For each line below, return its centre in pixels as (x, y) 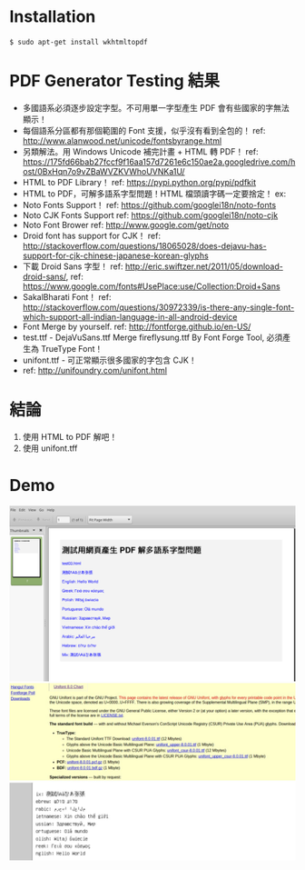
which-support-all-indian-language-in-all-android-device (130, 316)
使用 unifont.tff (50, 448)
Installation (53, 17)
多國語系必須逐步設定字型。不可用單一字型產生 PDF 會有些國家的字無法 (156, 107)
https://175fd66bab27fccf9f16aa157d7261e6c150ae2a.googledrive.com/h (159, 162)
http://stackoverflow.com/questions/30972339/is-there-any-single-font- (158, 307)
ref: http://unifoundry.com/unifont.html (95, 370)
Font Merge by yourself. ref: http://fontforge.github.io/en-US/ (137, 326)
